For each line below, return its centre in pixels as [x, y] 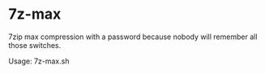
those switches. [35, 45]
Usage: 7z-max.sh [39, 61]
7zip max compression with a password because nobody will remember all [133, 37]
